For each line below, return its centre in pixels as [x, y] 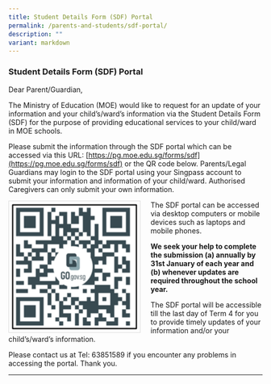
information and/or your [190, 330]
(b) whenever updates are [195, 272]
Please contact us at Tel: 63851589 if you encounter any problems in [122, 354]
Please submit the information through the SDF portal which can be [120, 146]
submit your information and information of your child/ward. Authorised [127, 181]
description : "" [35, 34]
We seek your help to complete [203, 246]
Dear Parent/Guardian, [46, 90]
